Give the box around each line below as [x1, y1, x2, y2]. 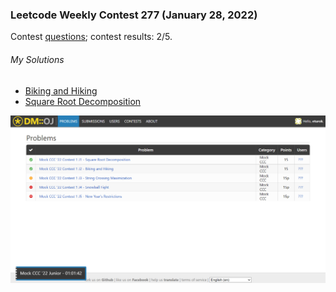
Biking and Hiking [24, 84, 98, 97]
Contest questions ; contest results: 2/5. [10, 31, 173, 43]
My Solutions [10, 53, 65, 65]
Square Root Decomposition [24, 95, 142, 107]
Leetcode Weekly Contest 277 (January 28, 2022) [10, 8, 258, 22]
